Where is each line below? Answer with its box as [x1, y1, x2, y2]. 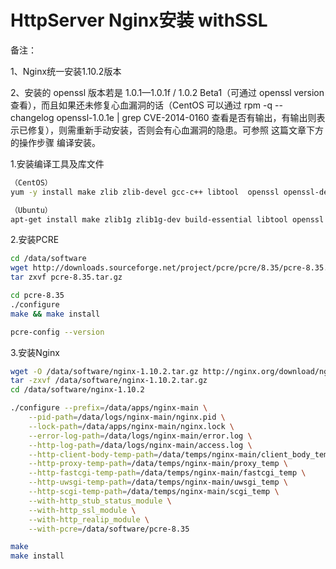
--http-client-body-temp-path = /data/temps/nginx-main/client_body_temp [28, 449, 333, 460]
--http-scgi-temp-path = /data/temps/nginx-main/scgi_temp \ [28, 487, 280, 497]
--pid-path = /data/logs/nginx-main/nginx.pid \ [28, 412, 226, 423]
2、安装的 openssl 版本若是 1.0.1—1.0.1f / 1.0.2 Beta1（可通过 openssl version [10, 86, 325, 98]
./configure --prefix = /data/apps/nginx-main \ [10, 403, 208, 413]
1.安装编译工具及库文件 [10, 157, 105, 170]
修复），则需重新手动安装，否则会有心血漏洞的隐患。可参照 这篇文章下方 [27, 124, 324, 136]
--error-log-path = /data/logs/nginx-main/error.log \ [28, 431, 253, 441]
